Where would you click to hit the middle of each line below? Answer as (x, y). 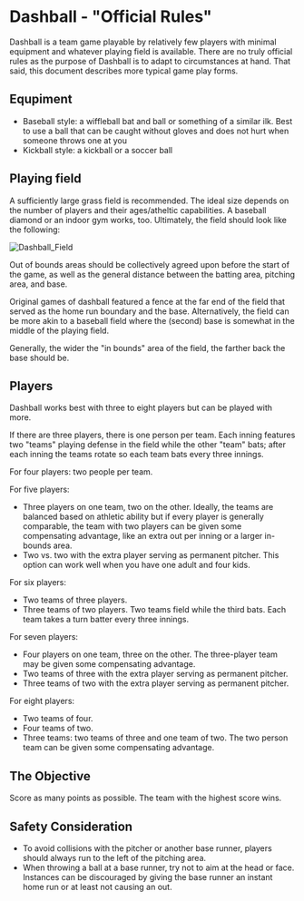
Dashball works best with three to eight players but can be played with (141, 408)
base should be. (39, 357)
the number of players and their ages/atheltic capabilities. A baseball (138, 210)
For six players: (38, 583)
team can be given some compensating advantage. (118, 748)
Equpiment (41, 99)
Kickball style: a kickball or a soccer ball (98, 150)
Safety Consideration (71, 826)
